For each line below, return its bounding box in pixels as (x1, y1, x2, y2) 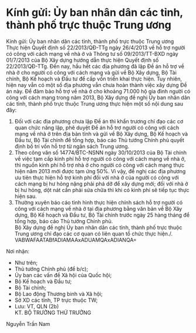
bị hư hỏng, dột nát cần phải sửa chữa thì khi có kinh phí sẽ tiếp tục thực (14, 186, 190, 193)
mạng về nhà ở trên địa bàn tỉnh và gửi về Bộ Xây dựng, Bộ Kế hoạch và (14, 130, 188, 137)
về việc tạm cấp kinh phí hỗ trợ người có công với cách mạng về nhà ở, (14, 155, 186, 162)
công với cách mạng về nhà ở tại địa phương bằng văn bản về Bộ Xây (14, 205, 183, 212)
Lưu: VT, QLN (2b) (14, 302, 59, 310)
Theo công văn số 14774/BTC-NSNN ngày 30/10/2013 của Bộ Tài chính (14, 149, 187, 156)
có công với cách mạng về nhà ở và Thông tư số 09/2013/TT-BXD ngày (6, 50, 179, 57)
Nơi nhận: (6, 247, 29, 255)
